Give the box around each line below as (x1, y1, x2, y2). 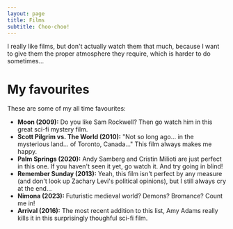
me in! (17, 199, 35, 207)
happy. (17, 148, 38, 156)
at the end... (17, 184, 52, 193)
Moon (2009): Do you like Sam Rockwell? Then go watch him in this (17, 118, 213, 126)
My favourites (7, 81, 90, 97)
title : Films (7, 17, 45, 24)
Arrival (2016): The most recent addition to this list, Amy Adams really (17, 207, 218, 215)
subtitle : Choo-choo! (7, 23, 70, 30)
